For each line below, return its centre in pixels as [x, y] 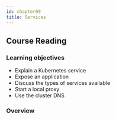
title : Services [26, 17]
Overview [20, 111]
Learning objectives [36, 58]
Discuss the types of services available [62, 83]
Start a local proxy [37, 90]
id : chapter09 [24, 11]
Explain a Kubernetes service [50, 71]
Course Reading [36, 41]
